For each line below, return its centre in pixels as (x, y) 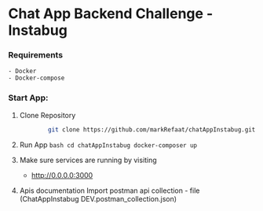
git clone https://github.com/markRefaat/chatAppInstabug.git (152, 130)
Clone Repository (47, 115)
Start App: (28, 98)
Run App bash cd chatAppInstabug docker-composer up (108, 144)
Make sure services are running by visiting (88, 160)
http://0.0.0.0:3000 (62, 175)
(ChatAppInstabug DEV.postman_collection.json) (98, 198)
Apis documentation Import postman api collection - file (110, 191)
